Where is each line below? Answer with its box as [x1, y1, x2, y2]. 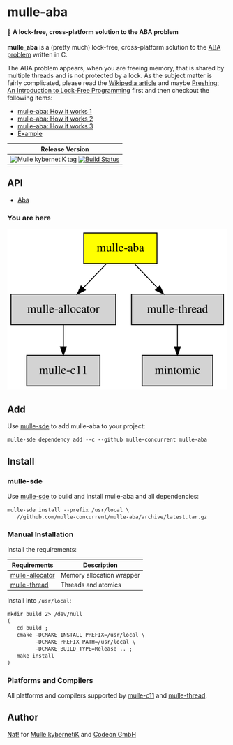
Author [7, 712, 38, 723]
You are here [7, 213, 51, 223]
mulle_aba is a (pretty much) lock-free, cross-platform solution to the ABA [7, 43, 221, 52]
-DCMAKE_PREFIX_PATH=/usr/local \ [35, 638, 136, 645]
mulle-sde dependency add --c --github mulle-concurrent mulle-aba [7, 437, 208, 444]
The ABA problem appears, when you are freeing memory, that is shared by [7, 64, 225, 73]
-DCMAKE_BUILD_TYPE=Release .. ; [35, 645, 133, 652]
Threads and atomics [60, 580, 122, 589]
